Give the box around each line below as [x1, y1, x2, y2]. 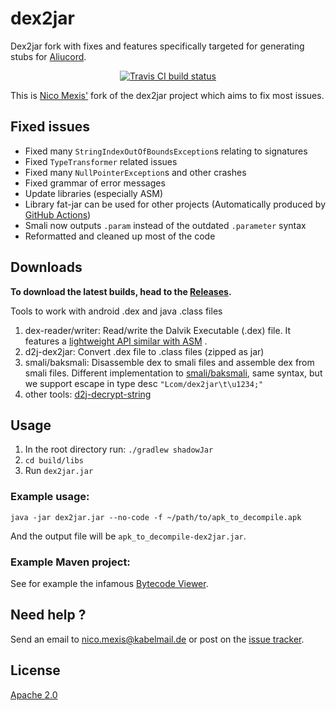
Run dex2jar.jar [24, 465, 94, 477]
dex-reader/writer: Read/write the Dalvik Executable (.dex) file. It [24, 324, 292, 336]
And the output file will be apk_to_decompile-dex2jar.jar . [10, 530, 247, 542]
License [10, 662, 61, 679]
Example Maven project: [10, 555, 131, 569]
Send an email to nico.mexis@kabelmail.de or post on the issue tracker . [10, 633, 305, 645]
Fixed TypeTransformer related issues [24, 155, 178, 167]
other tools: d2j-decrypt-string [24, 388, 152, 400]
